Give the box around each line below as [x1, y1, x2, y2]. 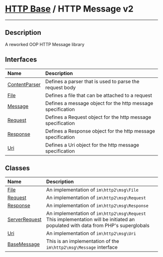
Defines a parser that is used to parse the [45, 78, 140, 85]
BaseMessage [7, 241, 40, 248]
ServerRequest [7, 216, 42, 223]
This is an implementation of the [46, 238, 119, 245]
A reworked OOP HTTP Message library [5, 41, 85, 47]
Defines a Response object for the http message [45, 127, 155, 134]
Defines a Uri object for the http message [45, 141, 139, 148]
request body [45, 84, 76, 91]
